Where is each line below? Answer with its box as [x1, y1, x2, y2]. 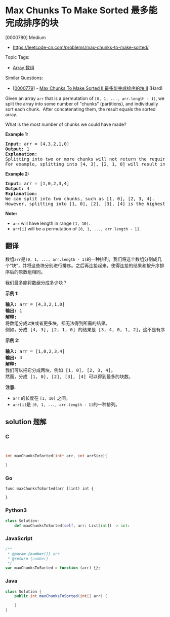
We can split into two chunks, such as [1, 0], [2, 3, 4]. [5, 196, 155, 201]
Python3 [5, 507, 27, 514]
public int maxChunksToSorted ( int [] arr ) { [14, 594, 108, 599]
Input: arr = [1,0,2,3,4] [5, 181, 70, 186]
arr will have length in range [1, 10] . [12, 220, 90, 226]
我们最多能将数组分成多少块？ [5, 280, 67, 286]
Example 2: [5, 170, 29, 177]
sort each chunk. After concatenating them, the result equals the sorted [5, 106, 156, 112]
